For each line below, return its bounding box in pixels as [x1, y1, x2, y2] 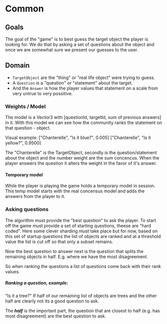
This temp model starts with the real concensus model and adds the [5, 188, 145, 194]
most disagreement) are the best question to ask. [5, 313, 106, 319]
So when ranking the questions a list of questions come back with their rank [5, 263, 161, 269]
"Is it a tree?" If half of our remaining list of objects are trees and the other [5, 292, 157, 298]
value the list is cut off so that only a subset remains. [5, 238, 114, 244]
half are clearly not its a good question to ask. [5, 298, 99, 304]
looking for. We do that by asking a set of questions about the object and [5, 41, 155, 47]
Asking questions [5, 206, 49, 213]
